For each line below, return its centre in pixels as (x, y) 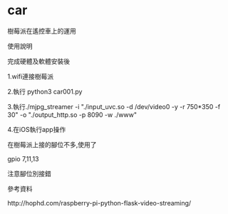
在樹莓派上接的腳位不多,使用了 (52, 144)
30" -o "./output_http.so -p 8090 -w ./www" (72, 114)
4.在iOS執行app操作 (37, 129)
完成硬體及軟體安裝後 (38, 61)
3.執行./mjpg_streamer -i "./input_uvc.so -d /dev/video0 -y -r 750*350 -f (114, 106)
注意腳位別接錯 (29, 173)
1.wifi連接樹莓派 (31, 76)
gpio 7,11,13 (23, 158)
